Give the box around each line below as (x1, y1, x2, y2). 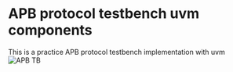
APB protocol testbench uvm (8, 5, 200, 23)
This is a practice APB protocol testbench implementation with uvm (8, 47, 225, 56)
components (8, 21, 93, 39)
